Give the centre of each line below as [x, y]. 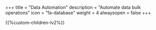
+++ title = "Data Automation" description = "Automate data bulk [73, 7]
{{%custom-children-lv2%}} [35, 23]
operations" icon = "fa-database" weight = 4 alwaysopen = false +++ [78, 13]
